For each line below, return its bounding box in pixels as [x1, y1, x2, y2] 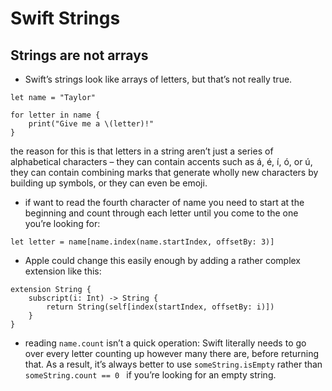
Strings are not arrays [10, 47, 149, 64]
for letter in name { [10, 110, 101, 120]
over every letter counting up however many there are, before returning [24, 348, 320, 359]
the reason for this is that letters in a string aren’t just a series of [10, 145, 274, 157]
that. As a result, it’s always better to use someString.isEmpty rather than [24, 358, 323, 370]
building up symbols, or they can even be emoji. [10, 177, 208, 189]
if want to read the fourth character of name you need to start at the [24, 197, 305, 208]
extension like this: [24, 265, 102, 277]
